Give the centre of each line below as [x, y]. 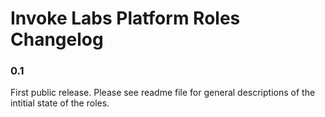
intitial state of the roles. [60, 103]
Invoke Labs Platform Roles [125, 18]
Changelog [57, 39]
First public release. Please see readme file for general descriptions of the [163, 93]
